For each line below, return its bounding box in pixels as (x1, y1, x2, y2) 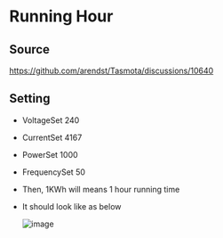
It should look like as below (21, 201, 122, 211)
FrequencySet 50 (21, 167, 86, 177)
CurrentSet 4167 (21, 132, 83, 143)
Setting (9, 91, 51, 106)
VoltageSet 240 (21, 114, 80, 126)
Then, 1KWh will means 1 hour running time (21, 184, 180, 194)
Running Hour (9, 6, 114, 27)
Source (9, 42, 51, 57)
